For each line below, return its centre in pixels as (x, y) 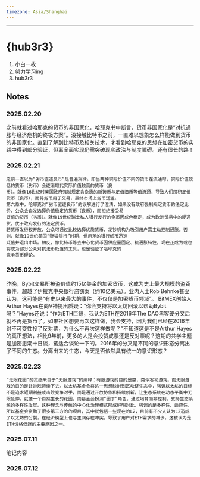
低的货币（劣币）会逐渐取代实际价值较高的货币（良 (60, 185)
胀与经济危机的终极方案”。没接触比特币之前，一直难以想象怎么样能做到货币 (99, 135)
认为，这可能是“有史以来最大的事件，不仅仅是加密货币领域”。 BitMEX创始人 (99, 298)
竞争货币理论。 (22, 255)
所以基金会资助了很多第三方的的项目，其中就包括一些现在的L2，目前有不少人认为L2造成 (98, 411)
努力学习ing (29, 71)
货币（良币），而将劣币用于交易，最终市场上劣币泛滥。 (63, 198)
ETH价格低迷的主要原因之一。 (37, 424)
